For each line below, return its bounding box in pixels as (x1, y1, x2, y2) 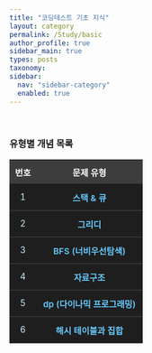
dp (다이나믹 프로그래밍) (42, 298, 137, 310)
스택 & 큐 (72, 191, 107, 204)
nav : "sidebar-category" (17, 80, 111, 89)
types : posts (9, 55, 58, 64)
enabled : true (17, 88, 70, 98)
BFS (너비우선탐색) (53, 245, 126, 257)
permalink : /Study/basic (9, 30, 103, 39)
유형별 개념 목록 (9, 137, 74, 150)
